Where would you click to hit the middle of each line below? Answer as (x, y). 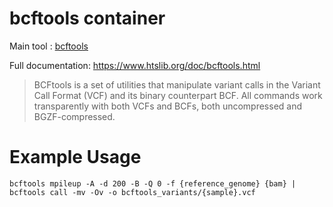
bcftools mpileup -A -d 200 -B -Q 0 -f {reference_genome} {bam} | (153, 183)
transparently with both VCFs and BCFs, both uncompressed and (168, 106)
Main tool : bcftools (49, 46)
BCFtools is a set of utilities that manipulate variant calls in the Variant (177, 84)
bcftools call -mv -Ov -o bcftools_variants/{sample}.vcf (132, 192)
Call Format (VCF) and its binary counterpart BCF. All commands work (178, 95)
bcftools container (87, 18)
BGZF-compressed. (74, 116)
